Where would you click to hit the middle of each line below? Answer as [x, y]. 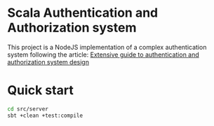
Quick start [40, 91]
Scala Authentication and [83, 13]
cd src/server [28, 109]
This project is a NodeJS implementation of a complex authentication [107, 47]
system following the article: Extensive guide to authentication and [103, 55]
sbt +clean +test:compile [45, 115]
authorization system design [48, 62]
